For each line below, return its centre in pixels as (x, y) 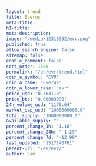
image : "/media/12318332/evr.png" (49, 39)
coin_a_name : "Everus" (34, 83)
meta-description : (29, 34)
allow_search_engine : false (41, 50)
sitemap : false (25, 55)
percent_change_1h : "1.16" (39, 127)
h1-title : (18, 28)
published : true (26, 45)
